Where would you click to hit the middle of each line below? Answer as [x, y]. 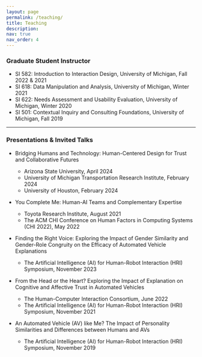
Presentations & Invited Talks [50, 140]
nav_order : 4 [23, 40]
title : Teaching [26, 23]
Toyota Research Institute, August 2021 [72, 214]
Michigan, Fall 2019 [39, 119]
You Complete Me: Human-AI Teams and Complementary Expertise [98, 202]
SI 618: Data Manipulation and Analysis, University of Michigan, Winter [102, 87]
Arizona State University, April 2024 [68, 171]
